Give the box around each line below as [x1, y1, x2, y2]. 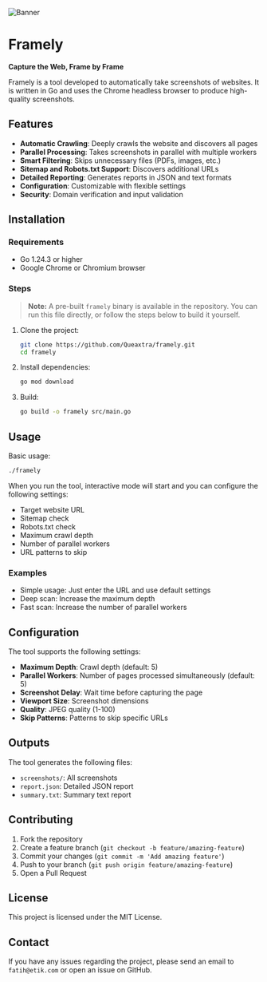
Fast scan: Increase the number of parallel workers [19, 603, 187, 612]
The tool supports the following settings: [8, 647, 141, 656]
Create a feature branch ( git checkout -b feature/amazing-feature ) [19, 842, 245, 852]
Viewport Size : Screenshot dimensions [19, 696, 149, 706]
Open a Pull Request [19, 868, 88, 877]
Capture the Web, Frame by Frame [8, 61, 124, 71]
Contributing [8, 813, 73, 826]
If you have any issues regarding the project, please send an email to [8, 956, 234, 966]
